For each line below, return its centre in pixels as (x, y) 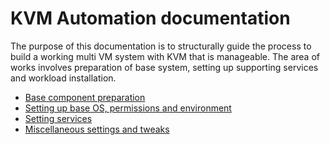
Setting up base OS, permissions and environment (128, 108)
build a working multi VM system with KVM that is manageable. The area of (165, 56)
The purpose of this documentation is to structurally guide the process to (161, 46)
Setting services (58, 118)
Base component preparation (85, 97)
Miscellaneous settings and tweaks (97, 129)
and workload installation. (63, 78)
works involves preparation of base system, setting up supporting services (164, 67)
